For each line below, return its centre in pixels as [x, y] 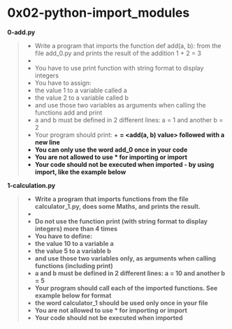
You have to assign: [63, 82]
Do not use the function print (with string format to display [121, 221]
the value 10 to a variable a [74, 243]
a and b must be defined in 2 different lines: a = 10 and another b [130, 273]
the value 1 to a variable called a [81, 90]
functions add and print [68, 112]
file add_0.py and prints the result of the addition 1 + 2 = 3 [118, 53]
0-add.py [21, 32]
